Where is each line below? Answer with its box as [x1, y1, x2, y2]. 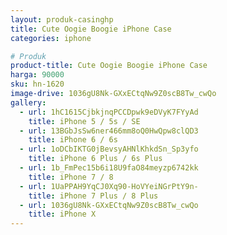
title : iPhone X [28, 209, 97, 220]
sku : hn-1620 [10, 79, 65, 90]
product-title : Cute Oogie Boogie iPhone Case [10, 61, 208, 71]
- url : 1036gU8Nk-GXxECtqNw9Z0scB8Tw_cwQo [19, 200, 199, 210]
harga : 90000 [10, 70, 65, 80]
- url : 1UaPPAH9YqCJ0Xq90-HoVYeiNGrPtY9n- [19, 181, 199, 191]
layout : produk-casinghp [10, 14, 114, 25]
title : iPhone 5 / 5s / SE [28, 116, 141, 126]
